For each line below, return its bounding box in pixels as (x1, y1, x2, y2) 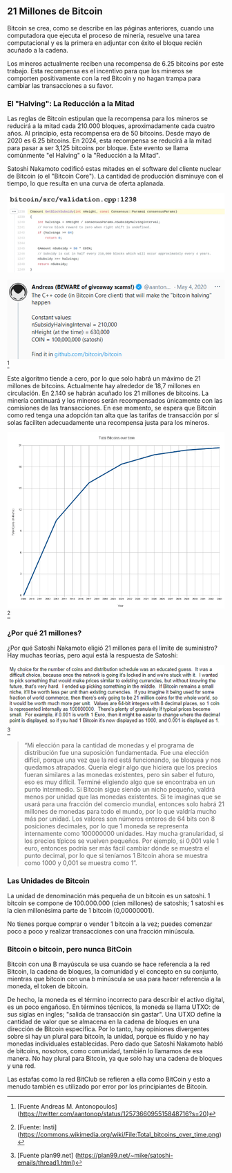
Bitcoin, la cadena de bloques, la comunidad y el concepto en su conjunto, (7, 967, 220, 976)
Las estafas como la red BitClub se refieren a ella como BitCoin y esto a (7, 1075, 211, 1084)
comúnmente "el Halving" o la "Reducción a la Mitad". (7, 152, 160, 160)
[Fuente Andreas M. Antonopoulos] (17, 1102, 117, 1111)
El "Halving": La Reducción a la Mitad (7, 98, 135, 108)
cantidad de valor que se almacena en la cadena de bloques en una (7, 1017, 200, 1026)
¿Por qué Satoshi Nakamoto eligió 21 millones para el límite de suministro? (7, 644, 217, 653)
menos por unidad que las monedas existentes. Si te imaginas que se (23, 792, 222, 801)
